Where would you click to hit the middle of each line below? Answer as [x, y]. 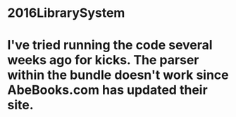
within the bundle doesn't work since [118, 75]
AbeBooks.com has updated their [107, 90]
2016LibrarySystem [66, 13]
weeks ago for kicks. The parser [103, 60]
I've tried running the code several [110, 45]
